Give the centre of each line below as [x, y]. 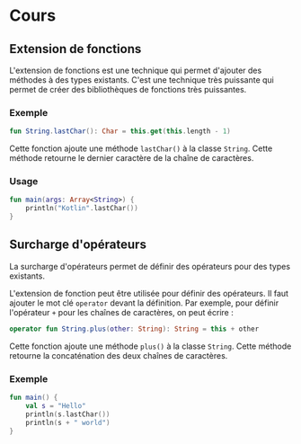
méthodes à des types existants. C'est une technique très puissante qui [142, 80]
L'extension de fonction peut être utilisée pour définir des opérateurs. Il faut [149, 293]
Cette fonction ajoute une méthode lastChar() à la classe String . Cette [141, 148]
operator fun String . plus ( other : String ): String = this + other [134, 329]
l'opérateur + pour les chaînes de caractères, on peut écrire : [121, 312]
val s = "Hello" [56, 405]
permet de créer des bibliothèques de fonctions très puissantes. [128, 89]
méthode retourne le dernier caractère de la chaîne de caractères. [132, 158]
